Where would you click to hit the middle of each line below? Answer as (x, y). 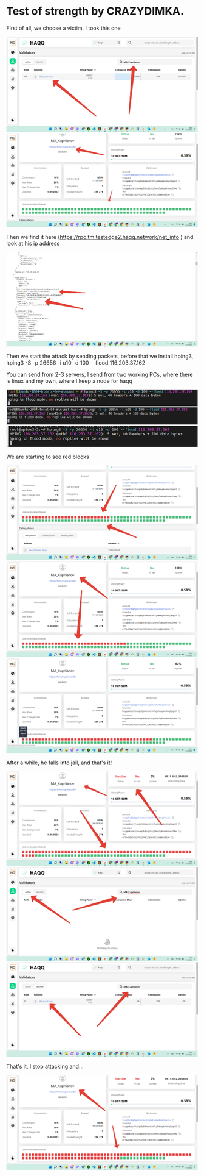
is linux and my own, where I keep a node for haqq (69, 381)
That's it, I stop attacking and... (45, 1067)
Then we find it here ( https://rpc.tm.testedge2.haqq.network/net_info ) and (100, 237)
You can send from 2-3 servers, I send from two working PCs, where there (100, 374)
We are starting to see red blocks (48, 457)
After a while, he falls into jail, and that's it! (59, 763)
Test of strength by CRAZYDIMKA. (95, 11)
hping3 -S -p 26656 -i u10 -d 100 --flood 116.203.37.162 (76, 362)
